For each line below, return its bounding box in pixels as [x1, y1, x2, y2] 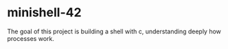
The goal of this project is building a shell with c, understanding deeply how [7, 27, 222, 35]
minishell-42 [7, 5, 82, 20]
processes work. [7, 34, 55, 42]
